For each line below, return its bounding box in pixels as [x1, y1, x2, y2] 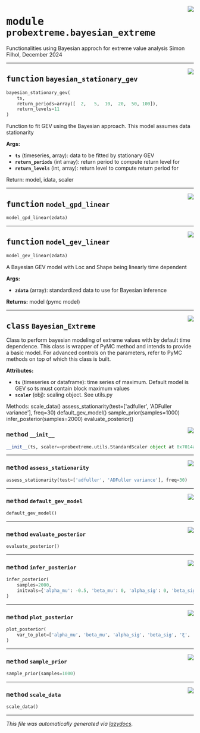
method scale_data [6, 691, 61, 698]
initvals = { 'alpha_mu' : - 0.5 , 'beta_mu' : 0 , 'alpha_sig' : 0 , [17, 588, 169, 594]
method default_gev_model [6, 497, 83, 505]
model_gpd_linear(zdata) [6, 214, 68, 220]
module [6, 15, 45, 28]
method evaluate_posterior [6, 530, 86, 538]
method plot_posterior [6, 613, 74, 621]
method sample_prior [6, 657, 67, 665]
